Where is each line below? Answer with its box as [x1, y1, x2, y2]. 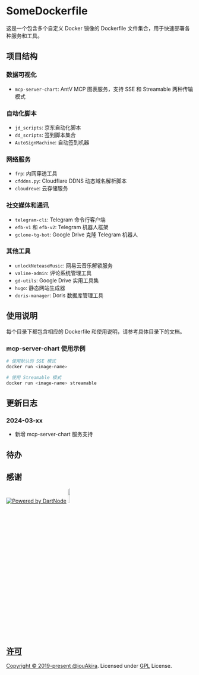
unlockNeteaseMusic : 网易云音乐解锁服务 [14, 261, 113, 269]
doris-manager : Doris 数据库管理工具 [14, 291, 104, 299]
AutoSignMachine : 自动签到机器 [14, 138, 90, 146]
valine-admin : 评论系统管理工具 [14, 269, 92, 276]
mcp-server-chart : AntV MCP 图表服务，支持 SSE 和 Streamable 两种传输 [14, 85, 194, 93]
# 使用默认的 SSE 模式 [6, 358, 56, 364]
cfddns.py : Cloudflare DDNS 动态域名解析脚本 [14, 177, 127, 184]
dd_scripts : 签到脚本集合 [14, 131, 76, 138]
